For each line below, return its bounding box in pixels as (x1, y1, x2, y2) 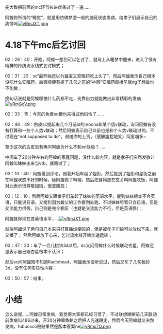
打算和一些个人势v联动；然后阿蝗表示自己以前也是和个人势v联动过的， (9, 127, 150, 133)
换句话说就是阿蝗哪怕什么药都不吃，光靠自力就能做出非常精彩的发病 (5, 95, 141, 101)
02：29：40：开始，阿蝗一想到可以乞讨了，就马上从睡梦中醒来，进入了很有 (5, 56, 157, 62)
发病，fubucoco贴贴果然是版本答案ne (5, 323, 81, 329)
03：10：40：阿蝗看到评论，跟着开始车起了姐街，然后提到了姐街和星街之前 (5, 170, 156, 176)
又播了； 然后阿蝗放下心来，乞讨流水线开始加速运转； (5, 232, 113, 238)
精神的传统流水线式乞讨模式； (5, 62, 65, 68)
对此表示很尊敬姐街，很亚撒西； (5, 183, 69, 188)
